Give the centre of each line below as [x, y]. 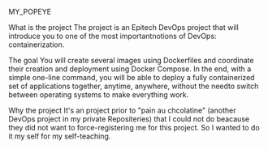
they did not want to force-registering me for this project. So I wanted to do [134, 128]
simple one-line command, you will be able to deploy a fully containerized [132, 77]
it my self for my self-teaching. [60, 136]
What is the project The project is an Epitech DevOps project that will [124, 27]
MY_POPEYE [30, 12]
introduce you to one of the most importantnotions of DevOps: [112, 36]
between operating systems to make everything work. [99, 95]
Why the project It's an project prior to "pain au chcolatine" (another [122, 110]
